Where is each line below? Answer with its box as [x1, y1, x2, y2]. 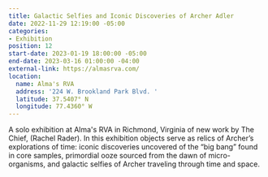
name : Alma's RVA [15, 80, 75, 88]
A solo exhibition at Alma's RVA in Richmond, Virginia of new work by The [8, 125, 254, 135]
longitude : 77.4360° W [15, 102, 93, 110]
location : [8, 72, 42, 80]
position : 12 [8, 42, 53, 50]
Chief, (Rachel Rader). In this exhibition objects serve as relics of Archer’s [8, 133, 254, 143]
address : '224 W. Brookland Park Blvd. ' [15, 87, 158, 96]
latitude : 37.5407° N [15, 95, 89, 103]
